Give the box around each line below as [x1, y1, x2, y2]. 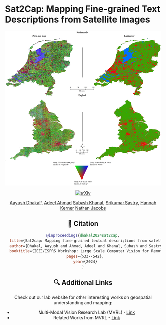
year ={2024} [73, 259, 98, 264]
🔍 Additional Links [53, 279, 113, 287]
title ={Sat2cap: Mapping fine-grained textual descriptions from [9, 238, 147, 243]
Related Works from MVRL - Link [53, 314, 120, 320]
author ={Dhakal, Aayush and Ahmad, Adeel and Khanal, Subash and [9, 243, 147, 248]
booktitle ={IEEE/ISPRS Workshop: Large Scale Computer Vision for [9, 249, 149, 254]
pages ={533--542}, [66, 254, 105, 259]
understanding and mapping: [53, 299, 113, 305]
